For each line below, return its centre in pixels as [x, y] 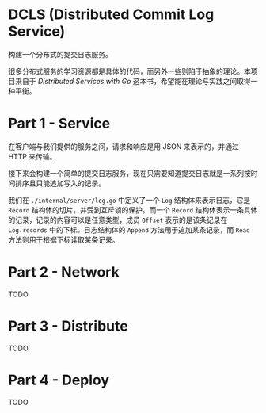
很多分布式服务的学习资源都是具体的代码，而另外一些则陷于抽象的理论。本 [129, 71]
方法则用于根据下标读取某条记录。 [64, 239]
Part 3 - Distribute [68, 326]
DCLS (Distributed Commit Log [111, 15]
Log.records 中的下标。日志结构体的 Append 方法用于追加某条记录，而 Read [129, 229]
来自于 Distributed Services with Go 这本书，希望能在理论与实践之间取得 [133, 81]
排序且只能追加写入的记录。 [60, 183]
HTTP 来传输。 [32, 156]
